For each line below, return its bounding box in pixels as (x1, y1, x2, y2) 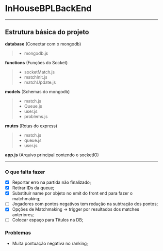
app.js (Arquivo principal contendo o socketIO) (5, 152, 99, 158)
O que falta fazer (5, 168, 45, 175)
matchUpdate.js (24, 79, 56, 85)
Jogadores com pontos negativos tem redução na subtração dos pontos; (12, 201, 158, 207)
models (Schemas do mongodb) (5, 89, 70, 94)
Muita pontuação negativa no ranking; (12, 240, 88, 246)
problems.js (24, 113, 48, 119)
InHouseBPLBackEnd (5, 3, 92, 14)
